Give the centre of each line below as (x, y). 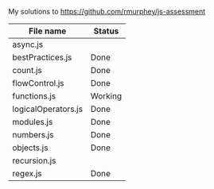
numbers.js (33, 135)
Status (106, 31)
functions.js (34, 96)
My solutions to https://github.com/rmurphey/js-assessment (107, 12)
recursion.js (34, 160)
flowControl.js (39, 83)
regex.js (27, 174)
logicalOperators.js (48, 109)
